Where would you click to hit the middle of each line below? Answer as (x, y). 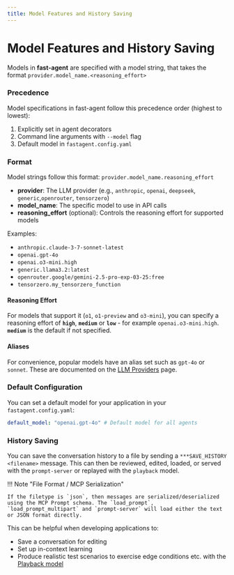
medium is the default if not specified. (60, 330)
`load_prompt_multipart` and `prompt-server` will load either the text (115, 509)
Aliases (18, 346)
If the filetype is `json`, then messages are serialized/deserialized (113, 497)
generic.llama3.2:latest (53, 270)
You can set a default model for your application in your (87, 402)
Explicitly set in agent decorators (64, 129)
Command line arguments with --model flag (79, 136)
